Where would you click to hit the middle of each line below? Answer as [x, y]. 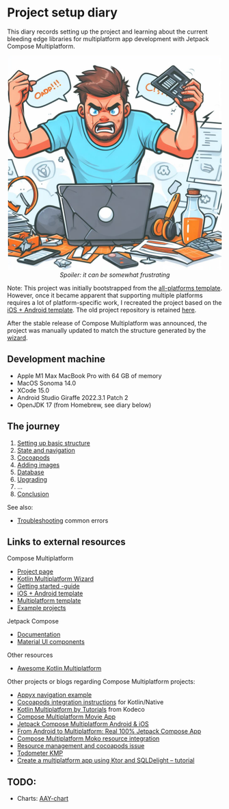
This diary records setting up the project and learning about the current [107, 32]
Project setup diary [63, 13]
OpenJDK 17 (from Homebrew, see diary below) [84, 405]
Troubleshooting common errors [63, 520]
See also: [20, 507]
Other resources [30, 655]
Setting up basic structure [53, 443]
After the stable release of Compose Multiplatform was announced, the [107, 323]
